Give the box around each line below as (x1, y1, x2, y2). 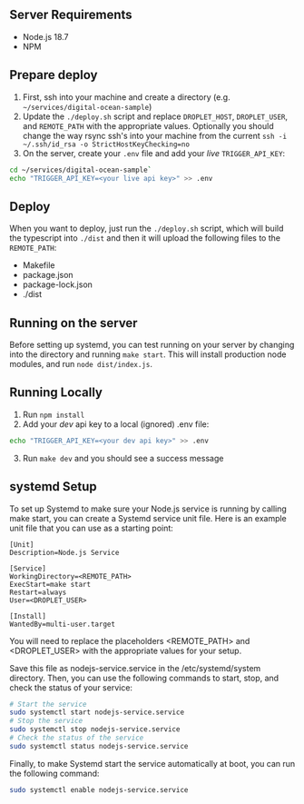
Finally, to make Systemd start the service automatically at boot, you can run (9, 758, 296, 769)
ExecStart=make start (9, 580, 92, 589)
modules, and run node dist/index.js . (9, 359, 152, 369)
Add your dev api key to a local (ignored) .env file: (22, 418, 210, 430)
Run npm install (22, 409, 85, 420)
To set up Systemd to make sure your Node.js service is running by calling (9, 503, 288, 514)
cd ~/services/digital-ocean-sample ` (9, 165, 152, 174)
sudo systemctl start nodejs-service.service (9, 708, 184, 717)
